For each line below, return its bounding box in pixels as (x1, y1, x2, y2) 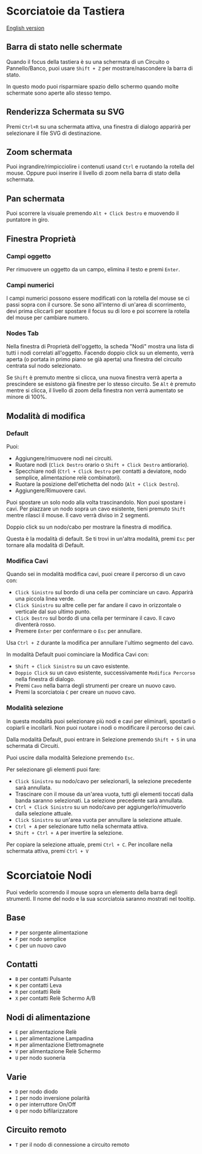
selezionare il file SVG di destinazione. (6, 129, 102, 137)
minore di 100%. (6, 393, 47, 401)
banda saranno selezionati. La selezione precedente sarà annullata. (15, 796, 184, 804)
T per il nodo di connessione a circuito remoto (15, 1141, 130, 1148)
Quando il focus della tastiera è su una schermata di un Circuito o (6, 58, 170, 65)
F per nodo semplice (15, 935, 67, 942)
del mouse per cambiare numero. (6, 314, 90, 321)
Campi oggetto (6, 252, 52, 260)
